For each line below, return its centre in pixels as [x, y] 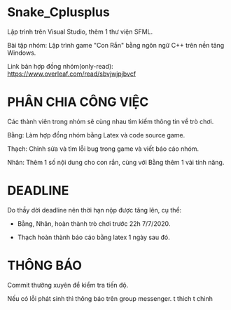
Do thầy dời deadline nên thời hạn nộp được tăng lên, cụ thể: [94, 210]
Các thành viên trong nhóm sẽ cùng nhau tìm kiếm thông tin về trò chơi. [111, 121]
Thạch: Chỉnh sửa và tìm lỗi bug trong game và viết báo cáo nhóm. [103, 149]
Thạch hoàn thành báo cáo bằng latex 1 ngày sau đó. [93, 237]
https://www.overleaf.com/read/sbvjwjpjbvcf [72, 74]
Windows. [22, 53]
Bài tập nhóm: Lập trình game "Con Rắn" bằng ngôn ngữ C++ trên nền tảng [116, 45]
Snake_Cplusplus [58, 12]
